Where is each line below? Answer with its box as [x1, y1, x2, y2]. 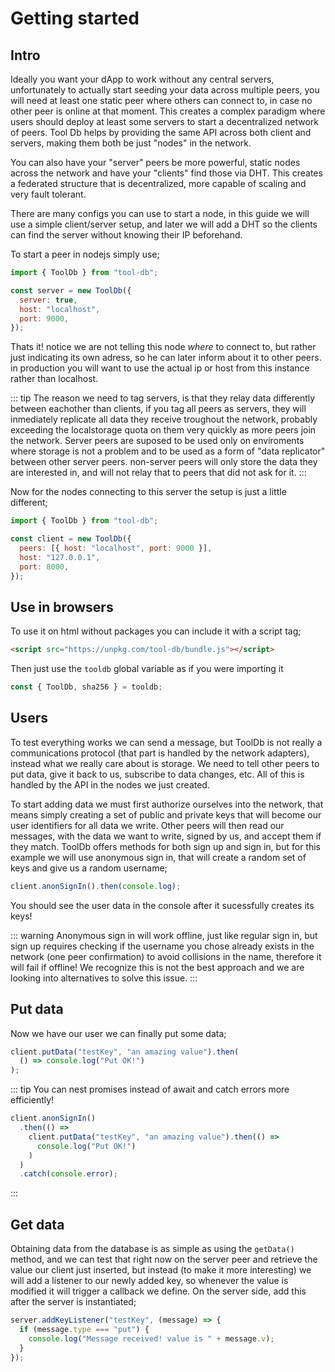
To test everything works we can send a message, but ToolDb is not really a [10, 736, 323, 748]
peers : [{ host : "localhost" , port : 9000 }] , [19, 543, 213, 553]
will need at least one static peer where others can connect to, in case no [10, 95, 313, 106]
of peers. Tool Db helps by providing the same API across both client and [10, 127, 312, 138]
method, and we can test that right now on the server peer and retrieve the [10, 1253, 318, 1266]
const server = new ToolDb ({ [10, 285, 132, 296]
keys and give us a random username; [10, 862, 168, 874]
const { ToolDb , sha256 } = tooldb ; [10, 682, 163, 692]
